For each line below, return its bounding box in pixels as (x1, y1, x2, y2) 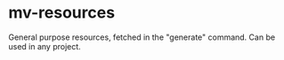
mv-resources (8, 3, 116, 23)
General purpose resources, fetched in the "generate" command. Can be (8, 32, 276, 42)
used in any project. (8, 41, 81, 51)
